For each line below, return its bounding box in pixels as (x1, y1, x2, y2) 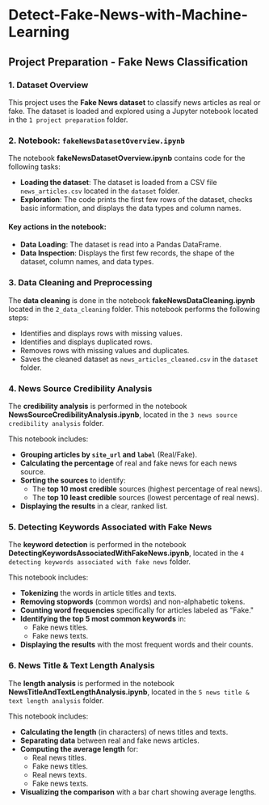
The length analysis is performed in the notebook (8, 678, 175, 688)
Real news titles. (32, 752, 87, 762)
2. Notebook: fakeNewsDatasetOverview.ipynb (8, 135, 186, 146)
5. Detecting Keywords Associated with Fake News (8, 521, 212, 533)
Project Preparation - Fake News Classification (8, 55, 249, 69)
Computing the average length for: (19, 744, 139, 753)
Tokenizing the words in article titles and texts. (19, 588, 177, 598)
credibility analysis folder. (8, 418, 104, 428)
